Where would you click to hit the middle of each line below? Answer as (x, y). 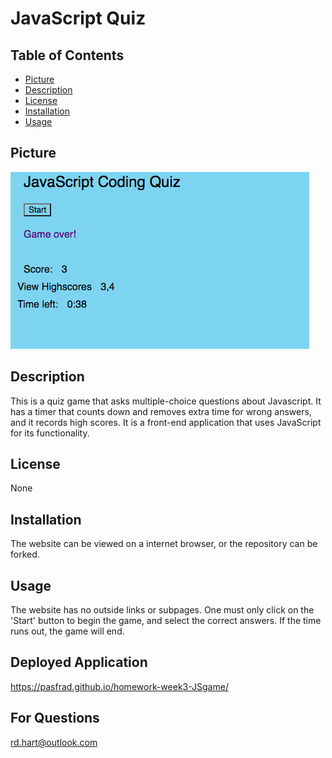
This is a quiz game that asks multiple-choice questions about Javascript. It (166, 401)
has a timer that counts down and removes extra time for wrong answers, (161, 411)
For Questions (55, 718)
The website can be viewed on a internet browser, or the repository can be (164, 544)
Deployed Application (79, 662)
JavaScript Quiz (78, 18)
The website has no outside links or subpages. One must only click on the (162, 610)
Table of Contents (67, 55)
